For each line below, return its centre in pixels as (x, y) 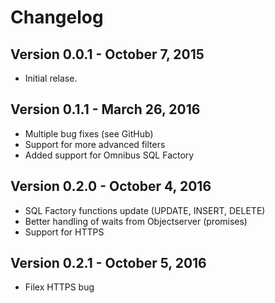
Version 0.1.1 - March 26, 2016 (105, 109)
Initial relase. (51, 78)
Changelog (57, 17)
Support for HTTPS (64, 232)
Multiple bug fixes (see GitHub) (89, 133)
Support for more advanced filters (95, 144)
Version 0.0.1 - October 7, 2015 (107, 54)
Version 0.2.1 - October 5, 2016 (108, 263)
